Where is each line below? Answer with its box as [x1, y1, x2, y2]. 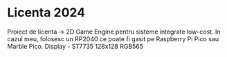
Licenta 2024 [7, 5, 85, 21]
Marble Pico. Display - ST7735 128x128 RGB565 [7, 42, 144, 50]
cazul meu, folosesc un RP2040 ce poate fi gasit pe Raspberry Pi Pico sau [7, 34, 219, 43]
